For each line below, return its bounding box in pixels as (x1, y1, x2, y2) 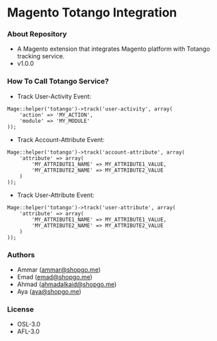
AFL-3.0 (16, 327, 40, 336)
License (7, 305, 34, 314)
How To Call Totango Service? (7, 77, 110, 86)
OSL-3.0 (16, 320, 41, 329)
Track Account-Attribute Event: (16, 135, 105, 143)
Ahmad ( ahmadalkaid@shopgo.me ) (16, 280, 117, 289)
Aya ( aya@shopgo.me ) (16, 287, 82, 296)
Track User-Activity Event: (16, 92, 92, 100)
